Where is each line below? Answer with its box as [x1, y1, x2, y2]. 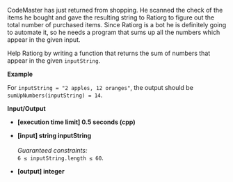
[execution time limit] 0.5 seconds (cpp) [17, 118, 136, 126]
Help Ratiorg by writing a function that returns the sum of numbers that [7, 49, 211, 57]
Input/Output [7, 105, 47, 112]
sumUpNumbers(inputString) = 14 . [7, 91, 103, 99]
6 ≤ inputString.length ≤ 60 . [17, 153, 104, 162]
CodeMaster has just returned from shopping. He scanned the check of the [7, 6, 223, 14]
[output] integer [17, 167, 65, 175]
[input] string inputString [17, 132, 92, 139]
